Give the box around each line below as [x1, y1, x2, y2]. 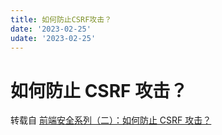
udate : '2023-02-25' [10, 33, 97, 43]
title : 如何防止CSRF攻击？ [10, 14, 112, 25]
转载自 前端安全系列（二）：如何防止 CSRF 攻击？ [10, 114, 212, 126]
